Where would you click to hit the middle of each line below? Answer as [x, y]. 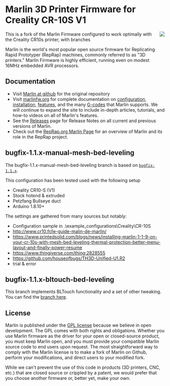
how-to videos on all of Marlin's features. [55, 115]
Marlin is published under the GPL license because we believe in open [78, 325]
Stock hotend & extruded [38, 195]
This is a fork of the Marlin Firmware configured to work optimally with [78, 34]
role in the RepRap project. [40, 137]
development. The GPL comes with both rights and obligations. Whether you [85, 331]
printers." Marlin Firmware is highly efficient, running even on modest [77, 60]
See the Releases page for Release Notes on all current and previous [84, 121]
